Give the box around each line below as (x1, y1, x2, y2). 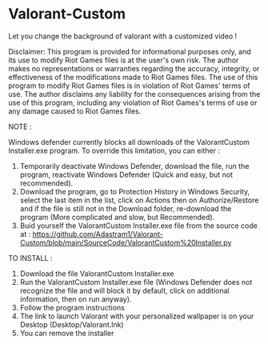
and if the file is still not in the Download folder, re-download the (19, 203, 232, 213)
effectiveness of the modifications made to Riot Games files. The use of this (8, 72, 258, 82)
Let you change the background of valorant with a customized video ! (8, 31, 238, 41)
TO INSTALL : (8, 253, 53, 262)
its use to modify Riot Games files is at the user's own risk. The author (8, 55, 239, 65)
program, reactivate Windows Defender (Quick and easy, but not (19, 170, 234, 179)
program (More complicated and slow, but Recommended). (19, 212, 215, 222)
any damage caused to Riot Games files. (8, 106, 142, 116)
